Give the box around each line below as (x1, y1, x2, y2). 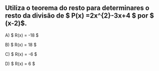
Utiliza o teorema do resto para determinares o (5, 4, 150, 12)
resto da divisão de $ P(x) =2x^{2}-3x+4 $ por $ (5, 12, 154, 20)
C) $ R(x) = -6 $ (5, 51, 38, 57)
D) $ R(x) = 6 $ (5, 61, 35, 67)
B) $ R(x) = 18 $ (5, 42, 37, 47)
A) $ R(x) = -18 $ (5, 32, 39, 38)
